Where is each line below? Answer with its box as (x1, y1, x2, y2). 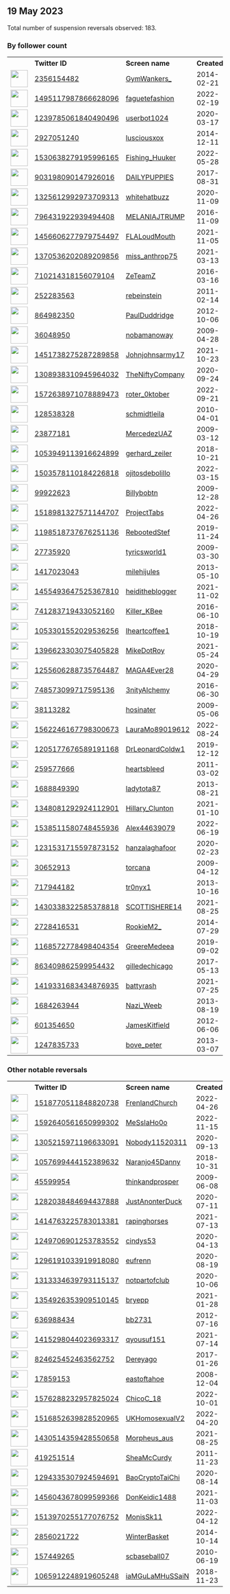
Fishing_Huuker (125, 153, 176, 163)
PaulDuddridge (125, 311, 175, 320)
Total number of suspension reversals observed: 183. (7, 23, 157, 32)
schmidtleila (125, 409, 165, 419)
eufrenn (125, 1256, 151, 1265)
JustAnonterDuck (125, 1197, 183, 1206)
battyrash (125, 981, 157, 990)
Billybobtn (125, 488, 159, 498)
